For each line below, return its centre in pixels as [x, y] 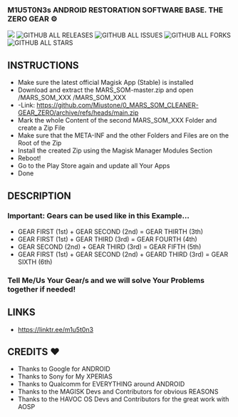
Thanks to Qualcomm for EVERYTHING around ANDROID [101, 384]
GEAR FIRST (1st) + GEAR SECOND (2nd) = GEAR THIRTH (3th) [110, 231]
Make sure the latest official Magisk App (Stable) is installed [105, 83]
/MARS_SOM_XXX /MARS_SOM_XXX [72, 98]
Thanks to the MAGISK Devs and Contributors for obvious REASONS [118, 392]
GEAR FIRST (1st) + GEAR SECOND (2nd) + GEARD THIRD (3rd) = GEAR [123, 254]
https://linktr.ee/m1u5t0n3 [56, 329]
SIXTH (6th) [35, 262]
